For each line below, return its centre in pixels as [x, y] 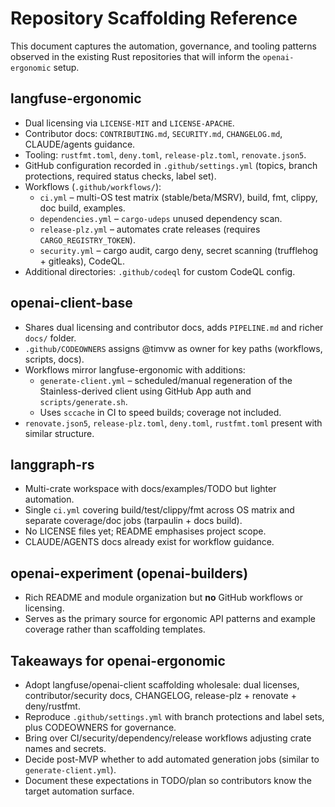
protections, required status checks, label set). [120, 176]
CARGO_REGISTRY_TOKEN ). [87, 239]
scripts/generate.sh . [83, 401]
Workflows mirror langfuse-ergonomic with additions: [135, 369]
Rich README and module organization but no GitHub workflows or [164, 598]
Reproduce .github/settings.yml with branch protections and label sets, [174, 716]
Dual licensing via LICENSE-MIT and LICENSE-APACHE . [129, 123]
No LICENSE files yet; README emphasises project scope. [145, 531]
